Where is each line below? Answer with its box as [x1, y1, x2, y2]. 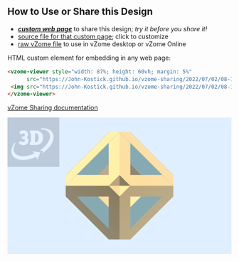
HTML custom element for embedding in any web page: [7, 53, 171, 62]
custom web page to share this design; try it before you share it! [17, 24, 208, 33]
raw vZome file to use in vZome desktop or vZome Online [17, 39, 186, 48]
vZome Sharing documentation [7, 103, 98, 112]
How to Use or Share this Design [7, 6, 153, 18]
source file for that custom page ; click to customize [17, 32, 169, 41]
